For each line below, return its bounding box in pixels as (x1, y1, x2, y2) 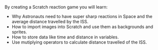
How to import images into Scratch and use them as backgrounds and (11, 24, 153, 30)
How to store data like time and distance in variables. (11, 34, 119, 40)
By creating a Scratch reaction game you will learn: (4, 4, 108, 10)
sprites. (11, 29, 27, 34)
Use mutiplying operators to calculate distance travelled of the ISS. (11, 39, 147, 45)
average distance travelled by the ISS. (11, 19, 89, 24)
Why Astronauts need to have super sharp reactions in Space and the (11, 14, 153, 19)
